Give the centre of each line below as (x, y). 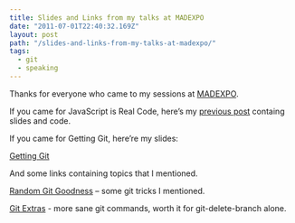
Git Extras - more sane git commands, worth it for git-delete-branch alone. (148, 208)
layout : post (34, 34)
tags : (19, 51)
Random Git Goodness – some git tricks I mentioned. (107, 190)
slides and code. (40, 121)
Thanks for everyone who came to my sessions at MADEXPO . (124, 93)
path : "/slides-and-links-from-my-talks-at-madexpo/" (113, 43)
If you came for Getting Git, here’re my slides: (94, 138)
